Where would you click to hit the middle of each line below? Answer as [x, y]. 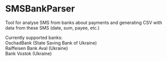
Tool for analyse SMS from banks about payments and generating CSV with [84, 22]
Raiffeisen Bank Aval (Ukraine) [37, 48]
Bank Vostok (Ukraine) [29, 53]
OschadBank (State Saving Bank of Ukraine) [51, 42]
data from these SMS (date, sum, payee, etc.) [52, 27]
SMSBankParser [40, 9]
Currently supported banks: [34, 37]
